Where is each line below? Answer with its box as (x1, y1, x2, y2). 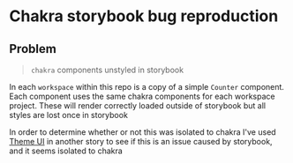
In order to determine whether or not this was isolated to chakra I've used (9, 127, 276, 137)
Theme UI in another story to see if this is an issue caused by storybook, (9, 137, 273, 146)
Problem (9, 41, 57, 56)
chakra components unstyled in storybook (30, 64, 184, 75)
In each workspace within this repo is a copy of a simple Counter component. (9, 82, 285, 92)
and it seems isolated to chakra (9, 145, 124, 156)
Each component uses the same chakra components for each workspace (9, 91, 275, 101)
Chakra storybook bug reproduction (9, 6, 279, 26)
